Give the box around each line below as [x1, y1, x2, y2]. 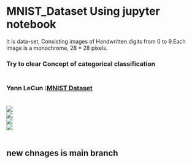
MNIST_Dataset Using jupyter [6, 4, 161, 18]
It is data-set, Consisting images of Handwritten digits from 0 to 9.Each [6, 37, 186, 45]
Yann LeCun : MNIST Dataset [6, 84, 93, 92]
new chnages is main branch [6, 147, 118, 158]
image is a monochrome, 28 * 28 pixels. [6, 44, 108, 52]
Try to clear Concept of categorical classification [6, 60, 155, 68]
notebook [6, 17, 56, 31]
